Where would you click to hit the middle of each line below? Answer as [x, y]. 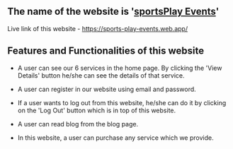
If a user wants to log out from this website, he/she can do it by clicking [122, 102]
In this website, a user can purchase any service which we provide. [115, 138]
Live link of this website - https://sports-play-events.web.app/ [98, 28]
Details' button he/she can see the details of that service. [101, 75]
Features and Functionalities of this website [106, 51]
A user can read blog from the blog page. [78, 124]
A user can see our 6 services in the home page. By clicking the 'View [120, 68]
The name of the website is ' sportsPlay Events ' [113, 12]
